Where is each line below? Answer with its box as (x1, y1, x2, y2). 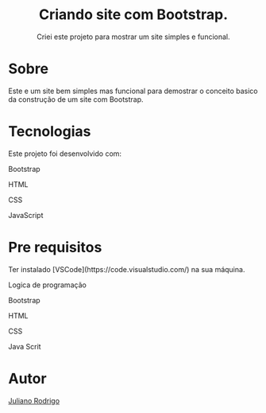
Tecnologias (8, 123, 91, 141)
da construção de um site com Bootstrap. (8, 94, 145, 104)
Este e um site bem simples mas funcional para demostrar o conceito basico (8, 86, 258, 95)
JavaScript (8, 210, 44, 220)
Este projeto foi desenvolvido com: (8, 149, 121, 158)
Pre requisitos (8, 239, 102, 256)
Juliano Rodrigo (8, 395, 60, 405)
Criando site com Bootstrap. (38, 6, 229, 24)
